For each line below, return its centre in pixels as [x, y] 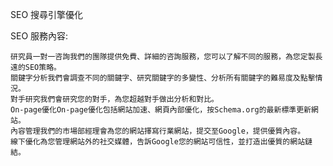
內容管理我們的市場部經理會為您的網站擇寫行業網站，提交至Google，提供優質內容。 [158, 131]
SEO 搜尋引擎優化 [47, 14]
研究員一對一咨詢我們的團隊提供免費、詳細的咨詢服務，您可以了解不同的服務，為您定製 [163, 57]
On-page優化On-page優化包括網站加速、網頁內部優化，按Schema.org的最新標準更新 [161, 110]
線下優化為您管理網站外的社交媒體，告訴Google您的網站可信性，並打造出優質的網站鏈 [161, 142]
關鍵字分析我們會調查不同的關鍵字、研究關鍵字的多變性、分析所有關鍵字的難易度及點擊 [163, 78]
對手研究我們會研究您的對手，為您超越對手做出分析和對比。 [114, 99]
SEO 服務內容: [39, 36]
